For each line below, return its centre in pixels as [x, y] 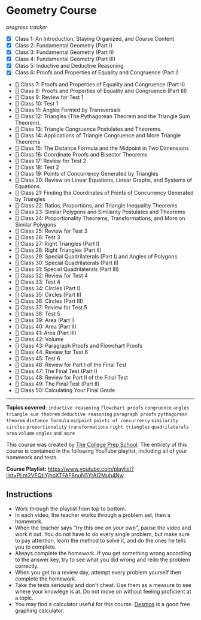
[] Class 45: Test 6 [38, 359]
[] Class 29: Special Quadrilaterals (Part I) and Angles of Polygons [96, 257]
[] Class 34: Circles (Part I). [48, 288]
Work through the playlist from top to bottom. [71, 509]
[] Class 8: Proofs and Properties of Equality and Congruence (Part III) [101, 91]
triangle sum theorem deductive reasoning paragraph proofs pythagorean [97, 414]
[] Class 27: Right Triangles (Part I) [57, 244]
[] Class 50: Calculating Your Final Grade [65, 390]
